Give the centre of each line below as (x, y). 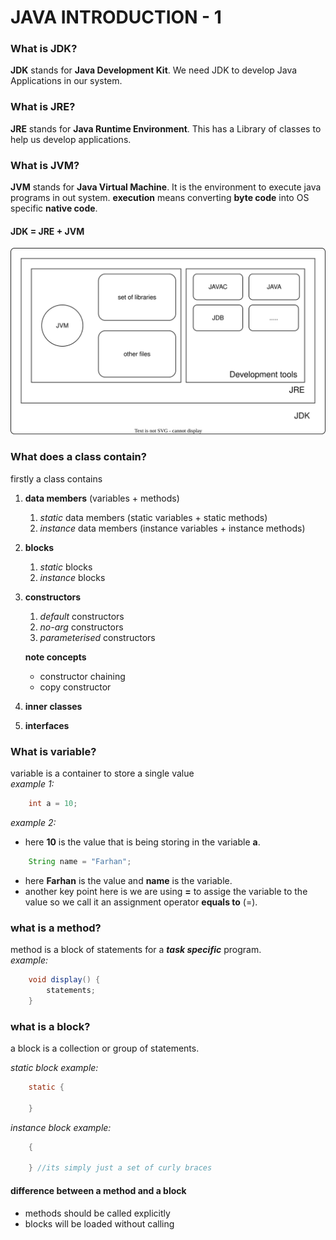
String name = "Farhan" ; (80, 862)
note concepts (55, 657)
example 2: (33, 823)
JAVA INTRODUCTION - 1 (116, 17)
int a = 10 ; (53, 804)
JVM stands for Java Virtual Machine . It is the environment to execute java (166, 187)
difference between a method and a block (98, 1190)
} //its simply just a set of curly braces (120, 1168)
